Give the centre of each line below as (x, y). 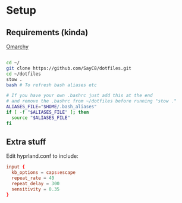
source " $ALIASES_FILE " (41, 118)
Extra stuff (26, 142)
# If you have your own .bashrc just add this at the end (79, 96)
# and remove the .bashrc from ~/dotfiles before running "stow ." (92, 101)
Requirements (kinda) (47, 32)
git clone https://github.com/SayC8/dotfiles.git (69, 68)
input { (16, 167)
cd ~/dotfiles (24, 74)
